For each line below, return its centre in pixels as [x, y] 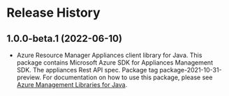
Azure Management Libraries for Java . [72, 85]
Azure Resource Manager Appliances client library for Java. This [109, 55]
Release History [53, 13]
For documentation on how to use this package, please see [127, 77]
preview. [29, 77]
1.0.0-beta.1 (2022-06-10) [65, 39]
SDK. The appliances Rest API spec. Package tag [87, 70]
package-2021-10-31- [191, 70]
